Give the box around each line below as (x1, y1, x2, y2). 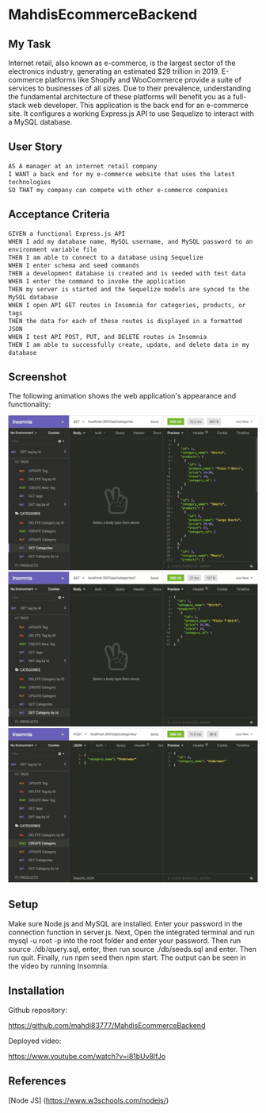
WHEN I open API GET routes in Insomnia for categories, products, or (8, 301, 246, 309)
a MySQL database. (8, 117, 73, 126)
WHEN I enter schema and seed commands (8, 261, 140, 269)
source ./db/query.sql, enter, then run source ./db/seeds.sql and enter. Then (8, 944, 257, 953)
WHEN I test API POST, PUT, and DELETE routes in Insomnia (8, 333, 207, 341)
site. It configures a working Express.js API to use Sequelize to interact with (8, 109, 255, 118)
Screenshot (8, 371, 67, 384)
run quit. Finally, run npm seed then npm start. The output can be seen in (8, 953, 247, 962)
